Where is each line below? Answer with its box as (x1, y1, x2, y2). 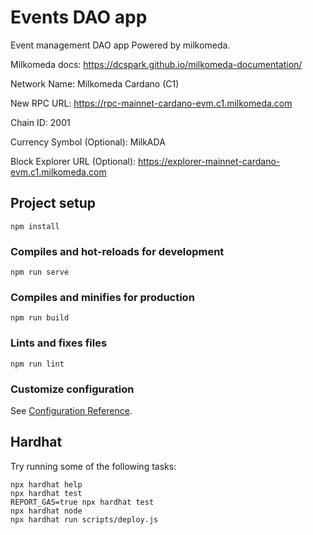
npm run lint (10, 359, 65, 369)
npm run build (10, 313, 70, 323)
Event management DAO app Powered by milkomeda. (10, 39, 231, 51)
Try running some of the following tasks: (10, 460, 177, 472)
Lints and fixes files (10, 336, 108, 350)
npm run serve (10, 267, 70, 278)
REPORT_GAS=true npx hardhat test (10, 497, 155, 507)
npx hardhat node (10, 506, 83, 516)
